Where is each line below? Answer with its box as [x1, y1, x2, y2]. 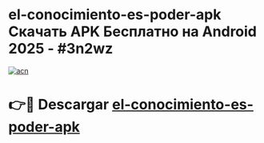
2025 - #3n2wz [8, 40, 114, 58]
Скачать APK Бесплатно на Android [8, 22, 258, 41]
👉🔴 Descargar [8, 96, 110, 113]
